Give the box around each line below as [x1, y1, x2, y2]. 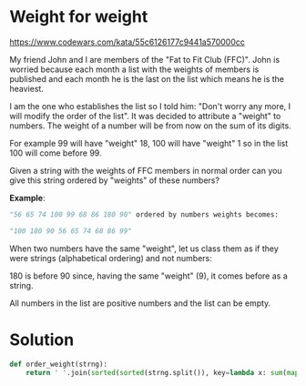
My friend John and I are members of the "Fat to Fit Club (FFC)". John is [9, 54, 280, 65]
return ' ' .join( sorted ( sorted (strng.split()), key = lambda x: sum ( [25, 368, 287, 377]
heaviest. [9, 83, 44, 94]
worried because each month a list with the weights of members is [9, 64, 260, 75]
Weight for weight [9, 6, 148, 27]
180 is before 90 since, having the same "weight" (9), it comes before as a [9, 270, 289, 281]
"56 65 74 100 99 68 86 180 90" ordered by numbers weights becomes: [9, 209, 280, 219]
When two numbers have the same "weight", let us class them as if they [9, 243, 280, 254]
